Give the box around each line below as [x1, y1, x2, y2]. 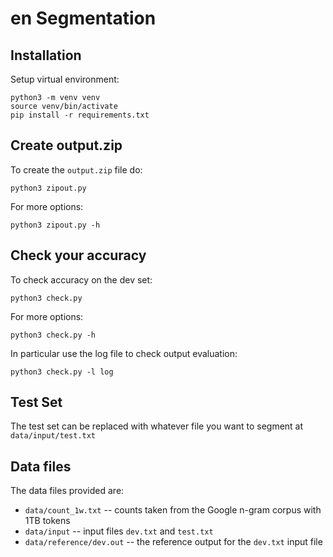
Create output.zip [10, 137, 123, 154]
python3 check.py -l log [10, 367, 114, 377]
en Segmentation [10, 7, 157, 30]
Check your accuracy [10, 247, 147, 264]
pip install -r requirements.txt [10, 110, 150, 120]
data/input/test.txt [10, 431, 97, 441]
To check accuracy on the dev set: [10, 273, 153, 286]
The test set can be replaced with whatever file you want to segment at [10, 420, 304, 432]
